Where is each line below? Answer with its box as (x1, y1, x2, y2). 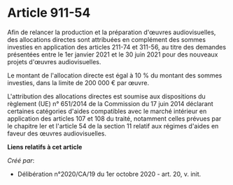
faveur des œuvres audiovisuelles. (7, 129, 107, 138)
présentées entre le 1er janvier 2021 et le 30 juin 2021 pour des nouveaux (7, 50, 218, 59)
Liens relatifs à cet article (7, 142, 83, 151)
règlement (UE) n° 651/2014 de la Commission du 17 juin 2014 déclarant (7, 99, 213, 108)
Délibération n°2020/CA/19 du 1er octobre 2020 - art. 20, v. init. (17, 170, 202, 178)
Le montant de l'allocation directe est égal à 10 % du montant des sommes (7, 71, 223, 80)
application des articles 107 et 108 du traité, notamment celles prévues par (7, 114, 222, 123)
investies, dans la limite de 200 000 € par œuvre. (7, 78, 149, 87)
